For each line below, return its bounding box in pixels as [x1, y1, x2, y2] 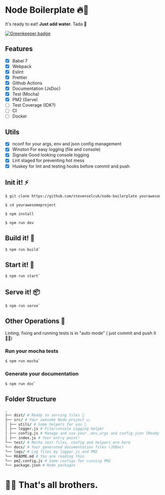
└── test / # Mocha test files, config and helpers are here [5, 440, 131, 445]
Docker [12, 113, 27, 119]
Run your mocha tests [5, 348, 59, 354]
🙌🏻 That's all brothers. [5, 479, 98, 491]
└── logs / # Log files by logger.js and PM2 [5, 449, 98, 454]
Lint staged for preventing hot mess [12, 157, 85, 164]
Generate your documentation [5, 370, 79, 377]
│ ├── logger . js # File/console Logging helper [5, 426, 105, 432]
